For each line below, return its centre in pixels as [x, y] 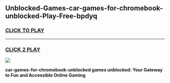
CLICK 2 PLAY [23, 49]
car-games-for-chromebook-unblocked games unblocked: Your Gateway [84, 69]
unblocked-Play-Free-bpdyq [51, 16]
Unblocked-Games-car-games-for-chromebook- [84, 8]
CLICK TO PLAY [25, 31]
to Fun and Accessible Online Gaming [46, 75]
